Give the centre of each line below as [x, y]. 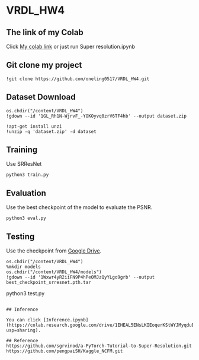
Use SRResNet [24, 164]
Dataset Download [41, 97]
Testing [20, 236]
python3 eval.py [26, 218]
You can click [24, 320]
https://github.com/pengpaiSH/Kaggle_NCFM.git [65, 351]
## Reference [22, 341]
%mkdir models [24, 267]
